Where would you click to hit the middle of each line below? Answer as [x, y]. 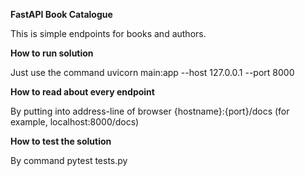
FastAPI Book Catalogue [61, 14]
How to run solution [52, 53]
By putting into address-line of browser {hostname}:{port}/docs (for [150, 111]
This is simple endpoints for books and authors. [108, 33]
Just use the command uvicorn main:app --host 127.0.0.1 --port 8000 [152, 72]
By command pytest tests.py [69, 160]
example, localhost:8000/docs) [75, 122]
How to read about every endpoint [82, 92]
